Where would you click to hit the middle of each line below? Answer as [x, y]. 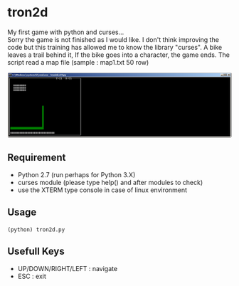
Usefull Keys [36, 251]
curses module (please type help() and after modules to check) [110, 182]
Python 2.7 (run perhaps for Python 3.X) [76, 174]
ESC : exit [32, 276]
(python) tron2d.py [36, 229]
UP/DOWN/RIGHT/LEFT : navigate [68, 268]
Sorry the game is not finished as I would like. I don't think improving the [113, 39]
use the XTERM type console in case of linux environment [102, 190]
